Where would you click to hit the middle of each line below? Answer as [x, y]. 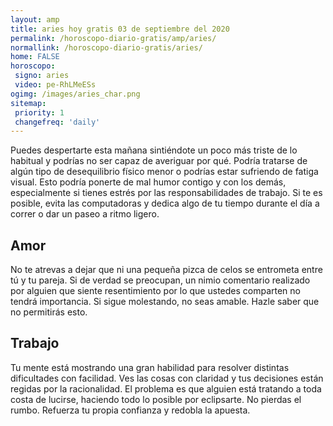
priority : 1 [39, 112]
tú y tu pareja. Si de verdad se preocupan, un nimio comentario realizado [160, 280]
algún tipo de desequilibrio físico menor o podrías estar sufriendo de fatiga [164, 172]
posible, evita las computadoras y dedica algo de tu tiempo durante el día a [165, 203]
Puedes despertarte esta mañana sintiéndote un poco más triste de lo [154, 150]
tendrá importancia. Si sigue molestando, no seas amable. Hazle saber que [165, 302]
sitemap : [28, 103]
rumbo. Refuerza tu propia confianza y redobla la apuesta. [130, 410]
